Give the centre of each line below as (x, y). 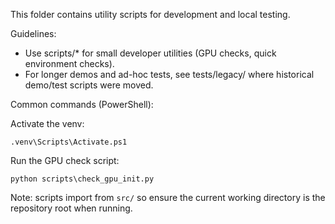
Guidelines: (33, 33)
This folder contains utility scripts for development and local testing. (150, 14)
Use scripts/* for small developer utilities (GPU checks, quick (150, 53)
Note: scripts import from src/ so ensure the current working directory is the (168, 197)
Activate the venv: (47, 123)
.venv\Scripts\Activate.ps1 (69, 142)
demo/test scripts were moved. (89, 85)
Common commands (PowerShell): (82, 104)
